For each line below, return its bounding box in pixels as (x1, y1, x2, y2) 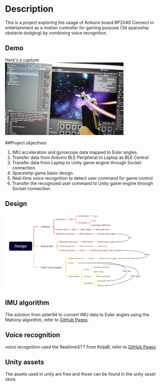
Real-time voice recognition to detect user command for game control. (12, 175, 154, 181)
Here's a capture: (5, 57, 40, 63)
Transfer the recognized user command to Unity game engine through (12, 180, 154, 186)
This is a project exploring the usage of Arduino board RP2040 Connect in (5, 19, 154, 25)
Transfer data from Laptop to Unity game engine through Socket (12, 159, 142, 165)
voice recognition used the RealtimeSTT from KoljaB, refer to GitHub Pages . (5, 344, 157, 349)
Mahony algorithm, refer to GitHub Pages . (5, 317, 89, 323)
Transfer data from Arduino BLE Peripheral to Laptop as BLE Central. (12, 154, 150, 160)
